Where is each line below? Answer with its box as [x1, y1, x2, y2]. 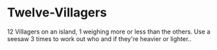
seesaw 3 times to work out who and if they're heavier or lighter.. [7, 34, 192, 42]
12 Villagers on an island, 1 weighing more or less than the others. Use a [7, 27, 211, 36]
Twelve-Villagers [7, 5, 107, 21]
